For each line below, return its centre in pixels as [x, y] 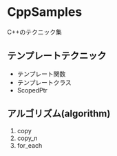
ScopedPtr [32, 90]
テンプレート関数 [41, 74]
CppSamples [45, 12]
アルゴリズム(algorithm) [59, 114]
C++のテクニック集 [34, 32]
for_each [30, 145]
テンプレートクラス [44, 82]
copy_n [27, 138]
